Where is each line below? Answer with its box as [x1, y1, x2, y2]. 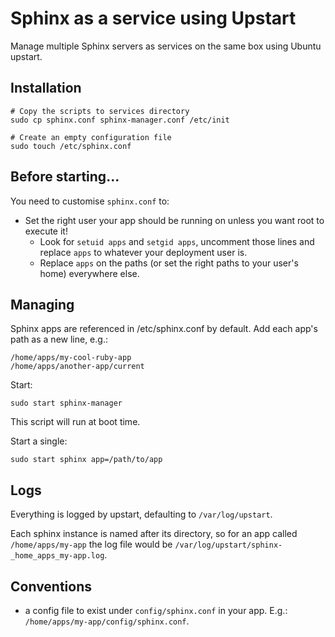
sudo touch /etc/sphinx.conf [10, 141, 132, 151]
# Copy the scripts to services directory [10, 106, 190, 116]
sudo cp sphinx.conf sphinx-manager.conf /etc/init [10, 115, 230, 125]
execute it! [24, 225, 68, 237]
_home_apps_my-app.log [10, 551, 105, 561]
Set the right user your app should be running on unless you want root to [24, 214, 325, 226]
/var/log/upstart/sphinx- [174, 540, 283, 551]
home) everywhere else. [39, 267, 140, 279]
